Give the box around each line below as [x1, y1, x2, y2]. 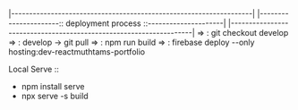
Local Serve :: [8, 63, 60, 74]
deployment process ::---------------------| [65, 18, 226, 29]
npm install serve [21, 81, 85, 91]
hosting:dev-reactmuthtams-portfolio [8, 47, 145, 57]
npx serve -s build [21, 90, 89, 101]
